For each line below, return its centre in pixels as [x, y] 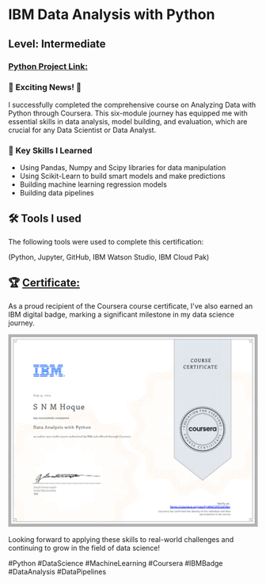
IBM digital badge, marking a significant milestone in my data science [122, 314]
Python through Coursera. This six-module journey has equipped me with [128, 113]
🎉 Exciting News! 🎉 [45, 87]
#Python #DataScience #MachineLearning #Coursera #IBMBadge [116, 563]
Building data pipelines [57, 193]
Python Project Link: [48, 66]
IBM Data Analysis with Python [112, 15]
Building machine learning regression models [93, 184]
